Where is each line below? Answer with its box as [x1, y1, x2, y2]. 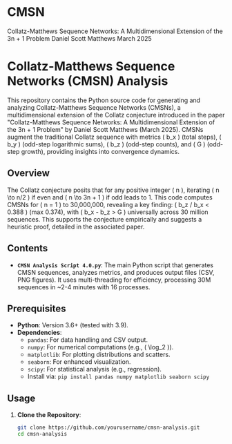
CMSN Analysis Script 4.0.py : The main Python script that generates [17, 260, 214, 269]
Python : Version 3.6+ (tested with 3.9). [17, 321, 129, 329]
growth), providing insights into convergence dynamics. [21, 147, 180, 155]
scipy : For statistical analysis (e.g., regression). [27, 365, 162, 374]
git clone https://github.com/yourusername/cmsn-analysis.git [17, 424, 200, 432]
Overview [7, 167, 50, 180]
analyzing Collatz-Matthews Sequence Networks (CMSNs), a [7, 103, 181, 111]
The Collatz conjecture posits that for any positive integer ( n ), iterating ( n [7, 186, 220, 194]
